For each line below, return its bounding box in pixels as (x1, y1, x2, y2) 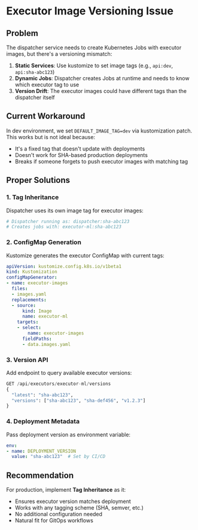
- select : (17, 325, 42, 331)
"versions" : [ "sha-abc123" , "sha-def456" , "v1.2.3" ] (11, 397, 146, 403)
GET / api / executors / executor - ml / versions (6, 381, 111, 387)
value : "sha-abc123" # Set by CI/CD (11, 454, 106, 460)
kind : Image (22, 308, 52, 314)
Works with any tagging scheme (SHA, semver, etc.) (14, 504, 144, 511)
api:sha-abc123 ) (14, 68, 55, 76)
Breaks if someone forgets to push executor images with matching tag (14, 158, 188, 165)
